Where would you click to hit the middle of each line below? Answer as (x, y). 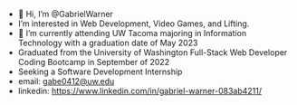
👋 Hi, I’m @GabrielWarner (65, 14)
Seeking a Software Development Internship (100, 72)
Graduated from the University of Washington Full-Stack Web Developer (153, 52)
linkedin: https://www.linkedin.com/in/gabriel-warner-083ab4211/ (140, 91)
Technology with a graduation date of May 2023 (108, 43)
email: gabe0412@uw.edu (66, 81)
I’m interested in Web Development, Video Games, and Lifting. (134, 24)
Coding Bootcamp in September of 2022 (94, 62)
